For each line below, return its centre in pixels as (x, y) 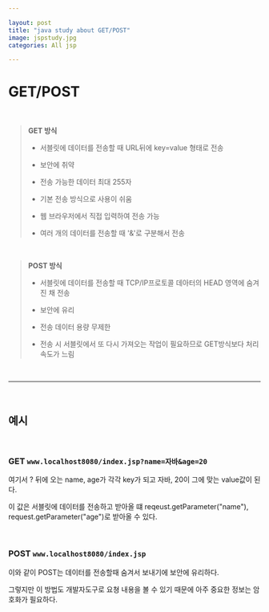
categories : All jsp (43, 45)
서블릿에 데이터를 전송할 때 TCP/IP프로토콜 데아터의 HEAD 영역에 (142, 283)
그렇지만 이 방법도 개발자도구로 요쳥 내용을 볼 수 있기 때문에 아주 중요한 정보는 (130, 589)
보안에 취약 (57, 165)
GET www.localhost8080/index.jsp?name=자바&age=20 (108, 461)
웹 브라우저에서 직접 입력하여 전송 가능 (100, 216)
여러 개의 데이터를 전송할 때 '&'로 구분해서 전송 (112, 233)
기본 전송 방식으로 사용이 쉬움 (86, 199)
